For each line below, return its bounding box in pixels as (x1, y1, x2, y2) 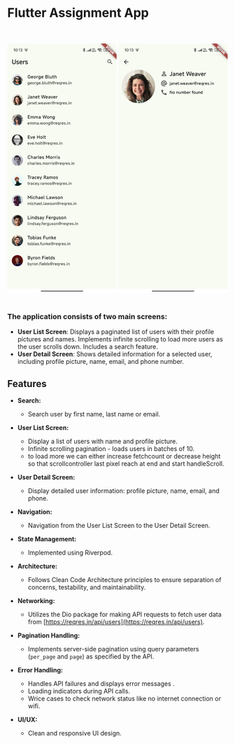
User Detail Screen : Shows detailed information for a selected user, (17, 350, 213, 358)
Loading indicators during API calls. (27, 687, 131, 696)
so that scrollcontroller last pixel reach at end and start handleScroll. (27, 459, 225, 468)
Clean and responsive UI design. (27, 729, 122, 738)
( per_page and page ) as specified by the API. (27, 652, 155, 661)
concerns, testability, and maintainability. (27, 583, 146, 592)
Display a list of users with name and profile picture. (27, 437, 178, 446)
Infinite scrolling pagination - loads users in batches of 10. (27, 445, 195, 453)
